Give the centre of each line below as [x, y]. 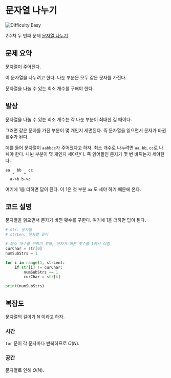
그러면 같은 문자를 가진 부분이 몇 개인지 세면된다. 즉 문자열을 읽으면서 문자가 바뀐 [86, 130]
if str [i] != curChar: [39, 267]
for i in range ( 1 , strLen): [35, 262]
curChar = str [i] [42, 277]
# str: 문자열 [19, 230]
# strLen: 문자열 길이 [27, 235]
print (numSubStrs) [25, 286]
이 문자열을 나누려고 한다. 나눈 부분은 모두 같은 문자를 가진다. [66, 77]
